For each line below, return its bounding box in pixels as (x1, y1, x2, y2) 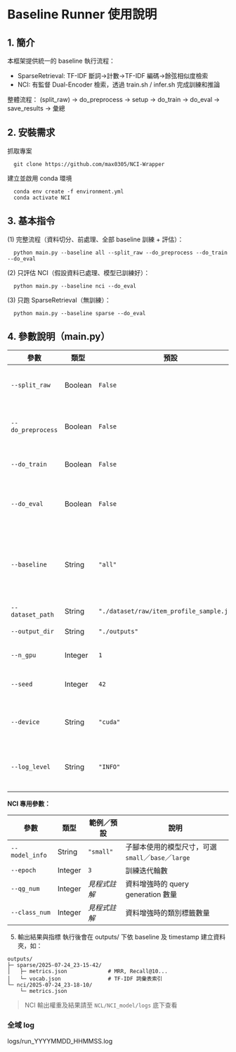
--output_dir (11, 628, 55, 635)
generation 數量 (125, 889, 178, 899)
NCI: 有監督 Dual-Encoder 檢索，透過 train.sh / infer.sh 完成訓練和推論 (17, 80, 220, 89)
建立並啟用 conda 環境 (7, 174, 72, 182)
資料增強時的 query (125, 879, 190, 889)
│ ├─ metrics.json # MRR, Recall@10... (7, 968, 169, 975)
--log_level (11, 763, 51, 771)
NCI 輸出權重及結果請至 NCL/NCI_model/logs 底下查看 (24, 1001, 178, 1010)
